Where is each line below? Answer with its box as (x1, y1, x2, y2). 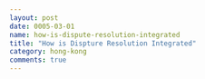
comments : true (9, 55, 67, 64)
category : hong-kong (9, 47, 88, 56)
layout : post (9, 13, 59, 23)
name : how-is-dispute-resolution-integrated (9, 30, 181, 39)
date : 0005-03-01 (9, 22, 75, 31)
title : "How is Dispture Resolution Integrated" (9, 38, 197, 48)
